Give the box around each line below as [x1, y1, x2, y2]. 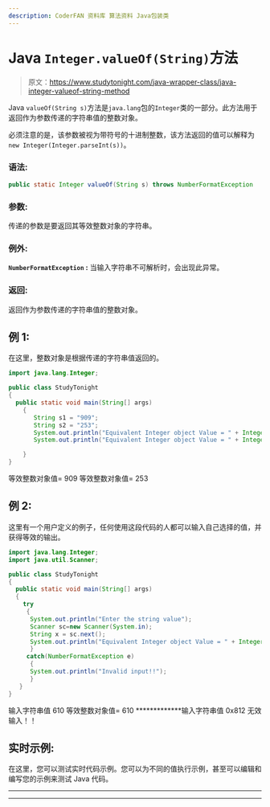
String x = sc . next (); [29, 630, 106, 638]
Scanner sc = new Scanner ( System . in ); [29, 622, 153, 631]
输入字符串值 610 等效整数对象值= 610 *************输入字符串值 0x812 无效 [8, 705, 262, 715]
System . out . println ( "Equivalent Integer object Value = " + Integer [29, 637, 264, 645]
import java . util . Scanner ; [8, 555, 99, 563]
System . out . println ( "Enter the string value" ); [29, 615, 193, 623]
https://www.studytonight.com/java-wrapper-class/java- [49, 77, 237, 87]
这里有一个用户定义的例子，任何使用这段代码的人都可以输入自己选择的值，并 [8, 522, 262, 531]
